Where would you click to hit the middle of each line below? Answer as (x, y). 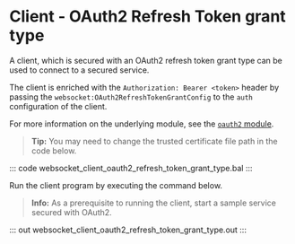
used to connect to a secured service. (79, 70)
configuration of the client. (58, 106)
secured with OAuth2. (71, 212)
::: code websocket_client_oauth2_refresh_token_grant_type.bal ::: (131, 168)
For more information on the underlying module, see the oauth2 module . (142, 124)
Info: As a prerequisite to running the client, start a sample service (153, 203)
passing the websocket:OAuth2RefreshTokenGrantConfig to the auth (131, 97)
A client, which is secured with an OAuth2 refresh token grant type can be (146, 60)
